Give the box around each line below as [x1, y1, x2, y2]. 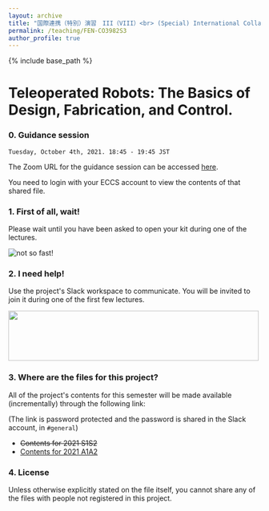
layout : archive [8, 11, 62, 20]
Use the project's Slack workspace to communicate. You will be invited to [8, 286, 251, 296]
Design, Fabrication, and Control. [8, 101, 234, 119]
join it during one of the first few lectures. [8, 295, 145, 304]
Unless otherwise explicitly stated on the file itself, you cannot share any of [8, 485, 256, 494]
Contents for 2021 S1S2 [19, 438, 98, 448]
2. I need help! [8, 268, 65, 279]
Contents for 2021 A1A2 [19, 446, 98, 457]
